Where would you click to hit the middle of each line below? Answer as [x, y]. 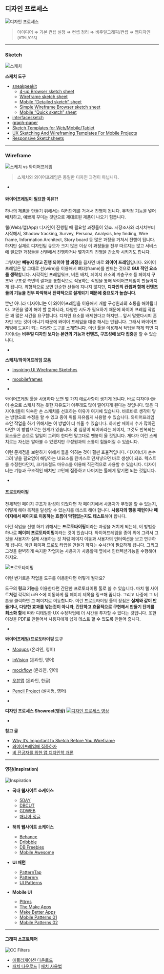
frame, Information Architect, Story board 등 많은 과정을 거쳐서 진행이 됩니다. [80, 240]
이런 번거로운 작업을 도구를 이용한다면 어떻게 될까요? [55, 578]
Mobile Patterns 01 [38, 917]
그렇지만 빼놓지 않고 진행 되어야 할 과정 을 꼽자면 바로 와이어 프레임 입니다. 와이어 [81, 262]
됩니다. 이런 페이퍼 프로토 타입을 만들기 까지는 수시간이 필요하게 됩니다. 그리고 [84, 545]
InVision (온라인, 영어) [33, 659]
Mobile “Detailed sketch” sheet [51, 102]
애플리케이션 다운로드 [32, 960]
